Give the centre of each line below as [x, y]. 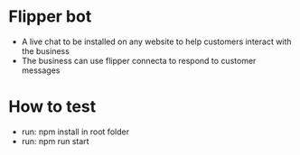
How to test [52, 107]
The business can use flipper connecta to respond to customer [139, 60]
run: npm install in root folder [75, 132]
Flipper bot [50, 17]
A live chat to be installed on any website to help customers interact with [156, 41]
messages [41, 70]
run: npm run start [55, 141]
